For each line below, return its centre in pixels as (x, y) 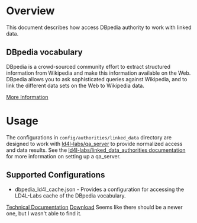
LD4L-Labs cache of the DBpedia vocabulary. (70, 195)
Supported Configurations (56, 175)
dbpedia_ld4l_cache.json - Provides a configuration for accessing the (99, 189)
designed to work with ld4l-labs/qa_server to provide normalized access (94, 144)
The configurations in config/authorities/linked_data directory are (89, 137)
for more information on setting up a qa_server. (64, 156)
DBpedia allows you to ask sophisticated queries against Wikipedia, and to (97, 79)
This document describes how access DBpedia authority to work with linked (99, 27)
